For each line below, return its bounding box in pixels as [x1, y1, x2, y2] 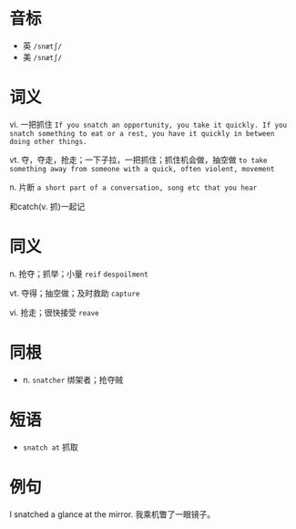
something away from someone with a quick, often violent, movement [9, 164, 275, 173]
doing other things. [9, 137, 88, 146]
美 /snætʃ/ [22, 51, 62, 62]
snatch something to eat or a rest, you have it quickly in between [9, 129, 275, 138]
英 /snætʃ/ [22, 40, 62, 51]
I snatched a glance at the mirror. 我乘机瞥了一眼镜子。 [9, 508, 216, 520]
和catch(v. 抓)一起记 [9, 201, 86, 212]
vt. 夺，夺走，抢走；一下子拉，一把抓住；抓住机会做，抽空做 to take [9, 154, 268, 165]
